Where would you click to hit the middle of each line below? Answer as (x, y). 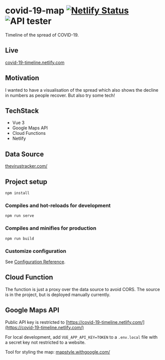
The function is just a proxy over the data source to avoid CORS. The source (82, 289)
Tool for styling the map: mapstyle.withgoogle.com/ (58, 352)
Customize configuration (36, 251)
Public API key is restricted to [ (36, 322)
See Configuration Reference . (35, 262)
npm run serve (20, 216)
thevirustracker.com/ (26, 166)
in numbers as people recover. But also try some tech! (60, 95)
